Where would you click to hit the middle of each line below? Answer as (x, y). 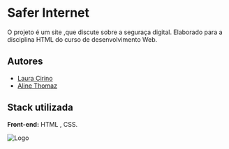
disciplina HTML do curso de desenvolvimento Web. (82, 39)
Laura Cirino (35, 78)
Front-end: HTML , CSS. (43, 124)
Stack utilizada (40, 108)
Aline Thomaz (37, 86)
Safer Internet (48, 13)
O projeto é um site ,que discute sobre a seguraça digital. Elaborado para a (115, 32)
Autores (25, 62)
